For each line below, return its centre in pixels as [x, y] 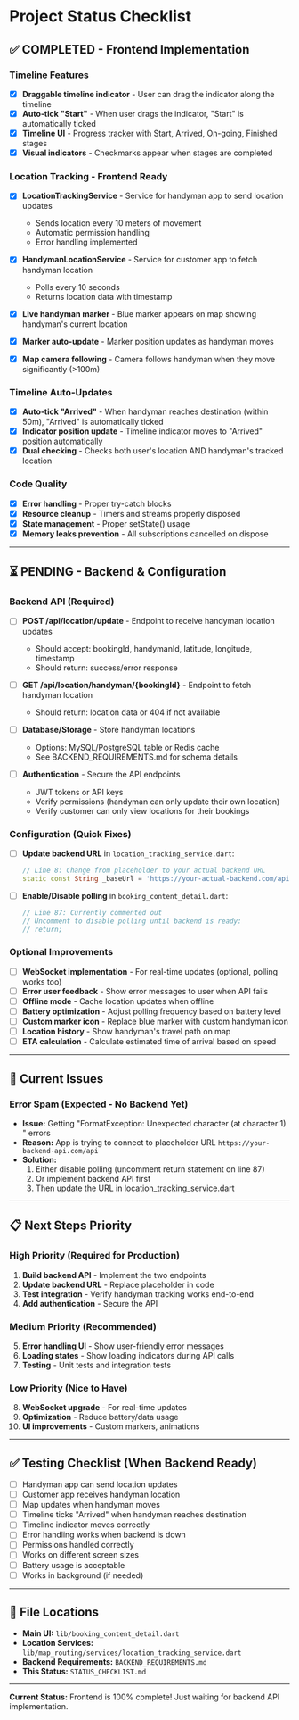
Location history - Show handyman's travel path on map [126, 1032]
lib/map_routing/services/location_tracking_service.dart [132, 1653]
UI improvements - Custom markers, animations [111, 1426]
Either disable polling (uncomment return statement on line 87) [150, 1169]
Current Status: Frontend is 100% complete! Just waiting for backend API [145, 1697]
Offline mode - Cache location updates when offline [118, 1001]
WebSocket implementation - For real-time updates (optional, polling [150, 971]
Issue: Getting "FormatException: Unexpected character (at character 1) [154, 1123]
